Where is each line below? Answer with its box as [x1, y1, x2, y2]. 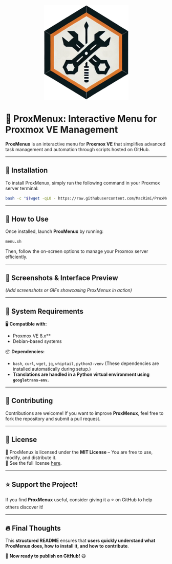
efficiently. [5, 254, 28, 260]
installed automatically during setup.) [12, 366, 91, 372]
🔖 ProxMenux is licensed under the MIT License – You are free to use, [5, 449, 153, 455]
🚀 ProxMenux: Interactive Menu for [5, 113, 157, 125]
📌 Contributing [5, 396, 53, 405]
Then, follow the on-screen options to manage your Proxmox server [5, 248, 148, 254]
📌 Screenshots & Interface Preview [5, 274, 119, 282]
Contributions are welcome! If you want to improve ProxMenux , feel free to [5, 410, 164, 416]
